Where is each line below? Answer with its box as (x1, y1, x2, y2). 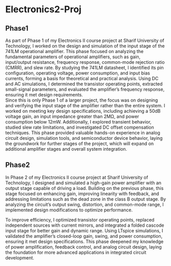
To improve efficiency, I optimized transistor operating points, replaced (5, 216, 155, 223)
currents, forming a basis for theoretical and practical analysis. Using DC (5, 76, 159, 81)
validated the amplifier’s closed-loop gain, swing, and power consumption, (5, 233, 163, 239)
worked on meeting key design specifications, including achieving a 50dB (5, 108, 161, 114)
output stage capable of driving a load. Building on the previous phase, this (5, 185, 164, 191)
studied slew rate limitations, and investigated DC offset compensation (5, 124, 155, 130)
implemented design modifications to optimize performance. (5, 207, 133, 213)
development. (5, 254, 34, 261)
